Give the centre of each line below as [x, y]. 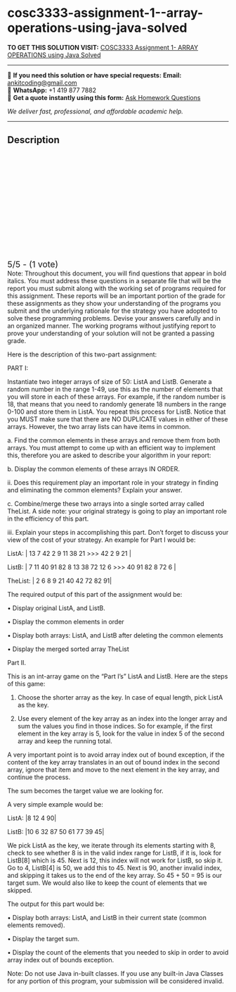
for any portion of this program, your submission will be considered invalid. [116, 981]
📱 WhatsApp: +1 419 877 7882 [52, 90]
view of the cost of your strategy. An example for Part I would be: [101, 540]
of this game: [26, 683]
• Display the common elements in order [66, 621]
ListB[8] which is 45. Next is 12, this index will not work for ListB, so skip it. [115, 860]
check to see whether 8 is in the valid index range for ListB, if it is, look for [114, 852]
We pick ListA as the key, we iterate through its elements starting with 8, [112, 845]
